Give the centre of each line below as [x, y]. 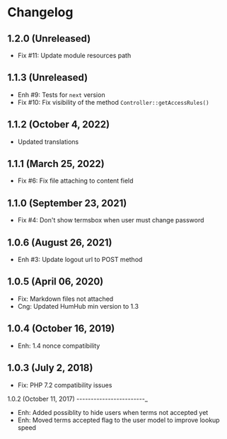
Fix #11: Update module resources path [74, 55]
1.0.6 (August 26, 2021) [60, 243]
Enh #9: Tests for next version [61, 95]
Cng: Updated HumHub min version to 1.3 [78, 306]
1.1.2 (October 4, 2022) [59, 125]
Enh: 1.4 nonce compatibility [59, 346]
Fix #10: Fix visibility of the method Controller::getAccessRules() [113, 102]
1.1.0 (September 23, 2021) [67, 203]
